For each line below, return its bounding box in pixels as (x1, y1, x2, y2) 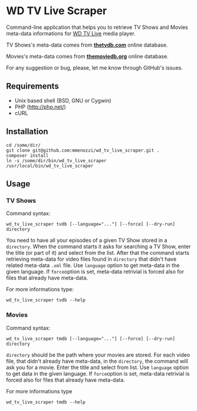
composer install (6, 152, 49, 159)
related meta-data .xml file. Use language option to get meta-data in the (6, 262, 180, 269)
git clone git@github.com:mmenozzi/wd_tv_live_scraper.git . (6, 147, 160, 153)
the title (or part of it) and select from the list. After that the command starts (6, 249, 190, 257)
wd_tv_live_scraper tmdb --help (6, 399, 86, 405)
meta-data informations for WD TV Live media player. (6, 29, 136, 37)
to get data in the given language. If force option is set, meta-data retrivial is (6, 370, 190, 377)
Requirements (6, 81, 59, 91)
